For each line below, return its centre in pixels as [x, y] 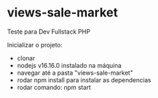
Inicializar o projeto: [35, 45]
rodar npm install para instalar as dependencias [84, 79]
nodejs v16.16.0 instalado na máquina [69, 65]
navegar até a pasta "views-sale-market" [75, 73]
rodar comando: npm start [54, 87]
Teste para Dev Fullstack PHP [49, 32]
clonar [26, 58]
